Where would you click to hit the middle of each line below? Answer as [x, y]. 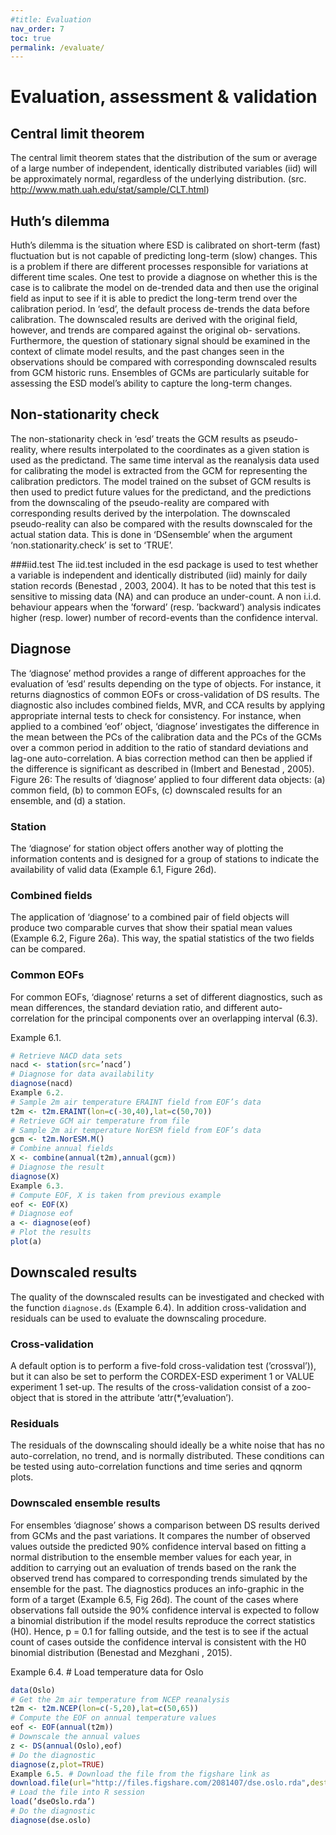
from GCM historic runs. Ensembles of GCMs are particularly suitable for [160, 373]
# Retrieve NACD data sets [66, 1056]
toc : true [31, 38]
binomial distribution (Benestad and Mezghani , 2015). [121, 1652]
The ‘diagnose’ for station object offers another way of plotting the [147, 848]
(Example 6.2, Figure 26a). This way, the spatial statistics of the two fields [162, 938]
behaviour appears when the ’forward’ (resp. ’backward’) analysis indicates [166, 607]
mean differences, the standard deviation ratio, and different [134, 1007]
